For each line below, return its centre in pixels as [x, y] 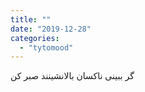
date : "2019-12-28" [51, 29]
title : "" [31, 19]
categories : [35, 38]
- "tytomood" [46, 47]
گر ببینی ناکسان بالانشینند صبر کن [72, 76]
